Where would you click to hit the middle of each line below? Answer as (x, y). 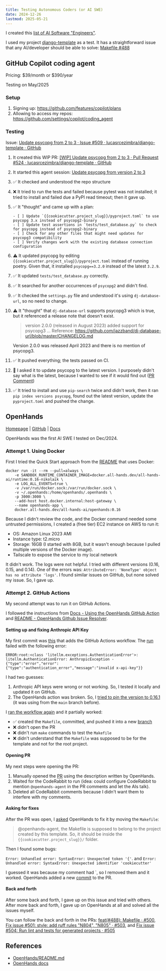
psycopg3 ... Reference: (49, 331)
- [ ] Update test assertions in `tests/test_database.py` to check (85, 225)
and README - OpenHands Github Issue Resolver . (57, 618)
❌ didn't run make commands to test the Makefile (62, 733)
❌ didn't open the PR (34, 727)
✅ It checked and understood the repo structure (62, 181)
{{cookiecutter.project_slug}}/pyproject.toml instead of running (81, 261)
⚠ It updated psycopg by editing (46, 256)
